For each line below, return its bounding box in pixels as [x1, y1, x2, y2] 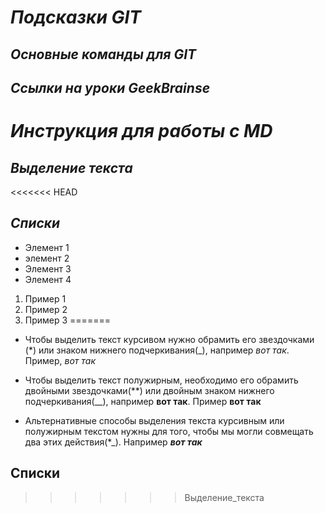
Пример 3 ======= [24, 314, 111, 326]
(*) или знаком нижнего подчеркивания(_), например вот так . [24, 344, 290, 356]
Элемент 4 [24, 273, 72, 285]
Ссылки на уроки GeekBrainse [10, 79, 211, 96]
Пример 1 [24, 292, 67, 305]
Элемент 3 [24, 262, 72, 275]
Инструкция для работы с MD [10, 120, 273, 143]
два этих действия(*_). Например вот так [24, 436, 203, 448]
